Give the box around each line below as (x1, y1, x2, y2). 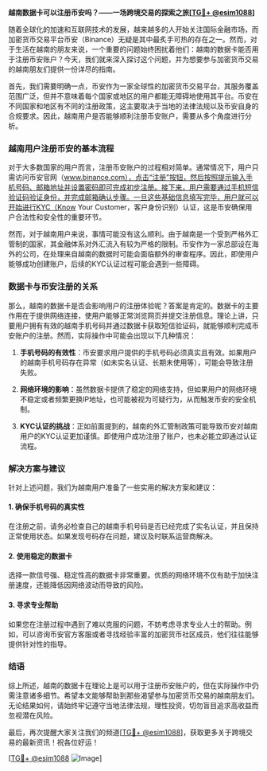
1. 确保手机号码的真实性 (8, 502, 85, 512)
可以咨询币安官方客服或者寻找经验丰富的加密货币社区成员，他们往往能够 (21, 629, 259, 639)
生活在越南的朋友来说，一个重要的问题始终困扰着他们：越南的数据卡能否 (14, 45, 252, 54)
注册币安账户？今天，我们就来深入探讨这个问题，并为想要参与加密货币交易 (14, 55, 259, 64)
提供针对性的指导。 (8, 639, 72, 648)
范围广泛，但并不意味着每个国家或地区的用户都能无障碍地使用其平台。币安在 (8, 92, 259, 100)
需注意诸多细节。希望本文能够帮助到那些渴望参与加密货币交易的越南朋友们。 (8, 691, 259, 700)
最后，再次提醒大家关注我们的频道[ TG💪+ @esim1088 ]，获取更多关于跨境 (8, 727, 246, 737)
